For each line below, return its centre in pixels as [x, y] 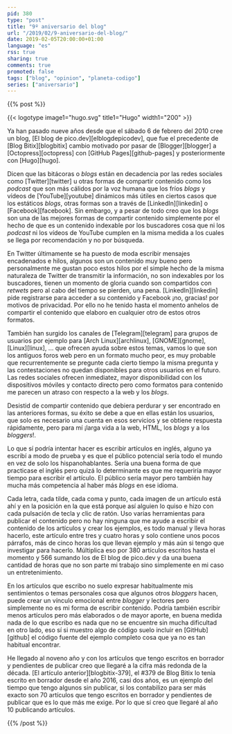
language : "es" [29, 46]
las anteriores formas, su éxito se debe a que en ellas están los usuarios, [111, 413]
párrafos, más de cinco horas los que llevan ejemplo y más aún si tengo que [116, 543]
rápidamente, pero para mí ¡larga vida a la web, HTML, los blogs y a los [108, 428]
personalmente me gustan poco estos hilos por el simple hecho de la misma [116, 268]
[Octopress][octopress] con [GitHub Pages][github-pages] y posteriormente [116, 153]
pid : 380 [20, 14]
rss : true [21, 53]
